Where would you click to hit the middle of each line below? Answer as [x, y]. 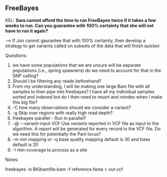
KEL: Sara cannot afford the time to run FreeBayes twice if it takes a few [81, 20]
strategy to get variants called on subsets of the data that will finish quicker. [83, 46]
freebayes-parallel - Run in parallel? [49, 118]
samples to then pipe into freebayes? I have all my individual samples [83, 91]
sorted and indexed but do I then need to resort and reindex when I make [87, 97]
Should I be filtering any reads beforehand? [57, 81]
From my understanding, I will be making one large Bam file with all [81, 86]
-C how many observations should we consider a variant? [72, 107]
